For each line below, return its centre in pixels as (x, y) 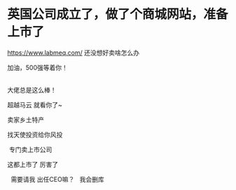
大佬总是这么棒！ (32, 90)
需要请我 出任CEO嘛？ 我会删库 (57, 179)
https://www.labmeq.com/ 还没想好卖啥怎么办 (74, 53)
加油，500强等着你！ (37, 67)
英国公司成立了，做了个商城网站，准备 (118, 14)
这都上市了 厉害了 (33, 164)
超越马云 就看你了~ (35, 104)
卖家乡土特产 (26, 119)
